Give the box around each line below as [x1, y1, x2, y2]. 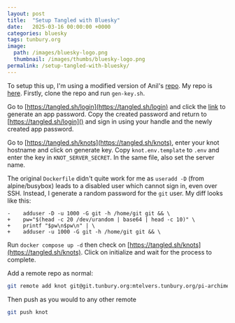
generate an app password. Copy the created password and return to [7, 110, 208, 118]
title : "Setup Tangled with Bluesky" [7, 17, 120, 24]
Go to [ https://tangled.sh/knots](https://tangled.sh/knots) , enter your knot [7, 138, 220, 147]
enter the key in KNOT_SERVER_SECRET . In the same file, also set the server [7, 153, 215, 161]
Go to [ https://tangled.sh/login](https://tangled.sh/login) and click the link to [7, 102, 226, 110]
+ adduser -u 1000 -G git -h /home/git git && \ [7, 228, 161, 235]
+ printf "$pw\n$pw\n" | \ [7, 222, 96, 229]
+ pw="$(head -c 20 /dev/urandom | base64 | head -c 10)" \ [7, 216, 196, 223]
